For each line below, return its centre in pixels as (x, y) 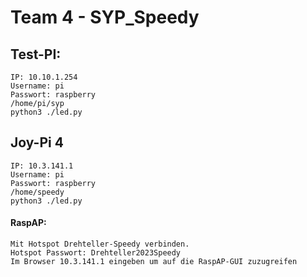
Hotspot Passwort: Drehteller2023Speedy (96, 253)
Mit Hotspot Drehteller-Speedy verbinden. (100, 244)
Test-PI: (36, 54)
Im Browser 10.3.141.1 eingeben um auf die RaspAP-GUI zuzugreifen (154, 262)
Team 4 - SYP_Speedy (105, 17)
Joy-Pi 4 (37, 142)
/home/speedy (37, 192)
